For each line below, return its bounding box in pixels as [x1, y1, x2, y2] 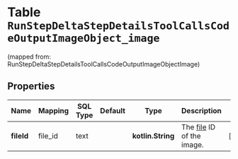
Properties [7, 81, 55, 93]
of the [181, 131, 201, 141]
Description [181, 105, 222, 115]
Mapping [38, 105, 69, 115]
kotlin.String [132, 131, 175, 141]
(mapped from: [7, 52, 51, 61]
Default [100, 105, 126, 115]
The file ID [181, 122, 216, 131]
